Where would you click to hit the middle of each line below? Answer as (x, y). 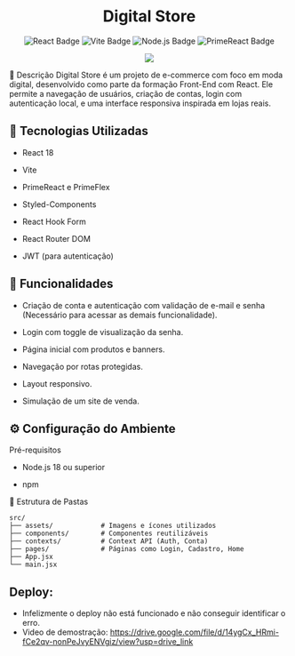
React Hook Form (54, 221)
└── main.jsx (33, 565)
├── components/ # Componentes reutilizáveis (109, 534)
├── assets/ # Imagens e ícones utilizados (113, 526)
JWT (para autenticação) (68, 256)
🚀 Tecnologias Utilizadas (79, 131)
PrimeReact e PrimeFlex (66, 187)
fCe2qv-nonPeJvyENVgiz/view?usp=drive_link (108, 642)
